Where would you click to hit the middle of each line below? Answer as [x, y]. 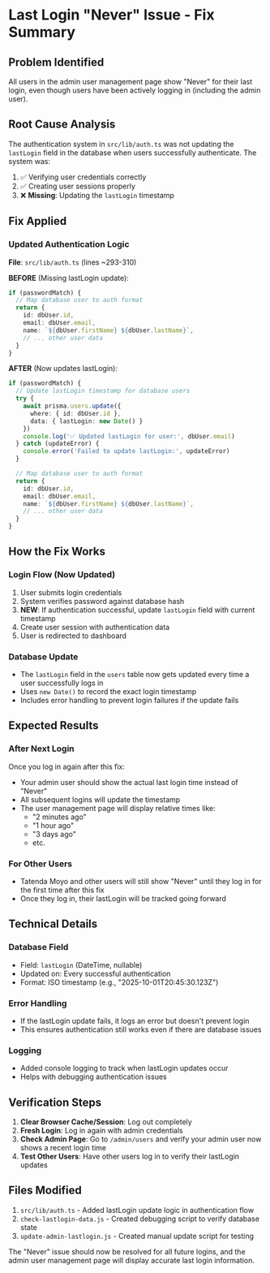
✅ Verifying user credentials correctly [83, 177]
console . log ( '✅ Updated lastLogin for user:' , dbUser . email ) [129, 436]
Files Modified [45, 1191]
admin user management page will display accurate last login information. [132, 1260]
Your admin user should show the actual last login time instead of [129, 782]
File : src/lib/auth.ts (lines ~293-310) [73, 262]
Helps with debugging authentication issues [94, 1077]
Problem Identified [56, 62]
